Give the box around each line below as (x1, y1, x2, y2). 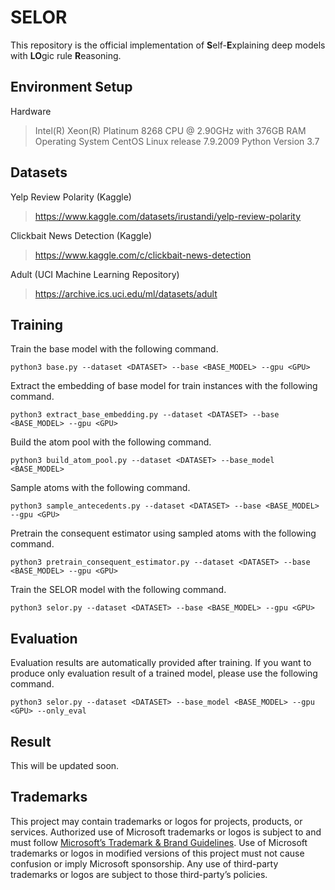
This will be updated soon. (10, 760, 120, 771)
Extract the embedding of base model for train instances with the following (10, 380, 318, 392)
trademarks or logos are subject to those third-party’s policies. (10, 868, 268, 880)
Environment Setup (10, 79, 133, 96)
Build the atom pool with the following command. (10, 436, 212, 448)
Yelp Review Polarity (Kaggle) (10, 191, 132, 203)
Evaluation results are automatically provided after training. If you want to (10, 657, 312, 669)
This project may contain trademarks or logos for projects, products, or (10, 815, 303, 827)
